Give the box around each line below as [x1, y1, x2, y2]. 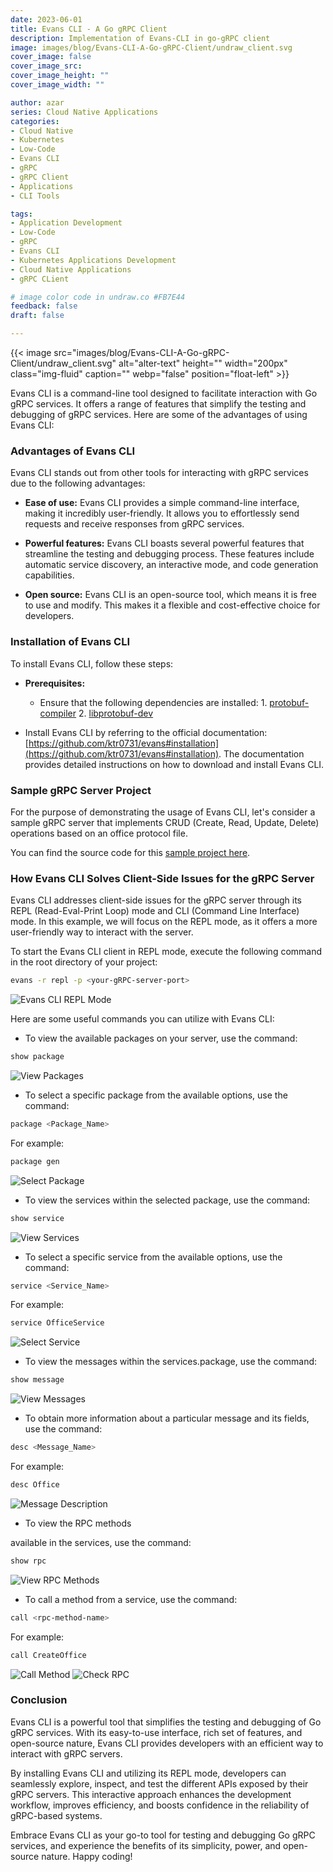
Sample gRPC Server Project [10, 783, 152, 797]
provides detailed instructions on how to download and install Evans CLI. [24, 758, 325, 770]
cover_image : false [10, 52, 92, 62]
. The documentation [218, 747, 305, 760]
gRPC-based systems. [10, 1809, 103, 1821]
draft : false [10, 311, 65, 321]
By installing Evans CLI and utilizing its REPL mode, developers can [10, 1767, 287, 1779]
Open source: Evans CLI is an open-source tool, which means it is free [24, 589, 317, 601]
